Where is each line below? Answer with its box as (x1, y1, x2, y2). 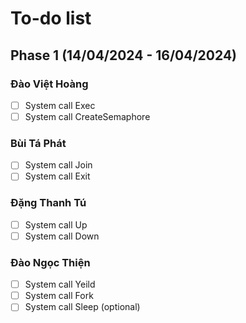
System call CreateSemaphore (24, 110, 151, 122)
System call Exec (24, 99, 96, 111)
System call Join (24, 159, 93, 171)
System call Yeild (24, 278, 96, 291)
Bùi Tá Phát (10, 136, 67, 150)
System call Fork (24, 290, 94, 302)
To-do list (10, 7, 92, 30)
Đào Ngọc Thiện (10, 255, 91, 269)
